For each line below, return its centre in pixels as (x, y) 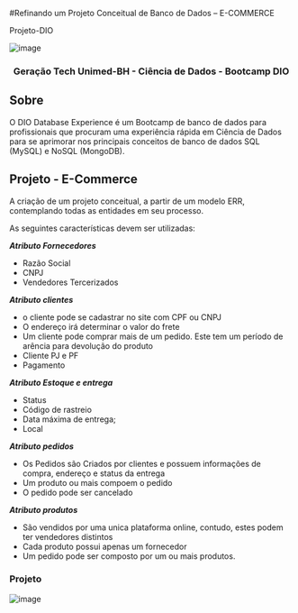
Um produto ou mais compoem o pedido (97, 482)
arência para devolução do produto (88, 345)
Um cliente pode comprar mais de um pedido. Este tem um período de (153, 336)
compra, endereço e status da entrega (94, 473)
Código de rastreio (57, 409)
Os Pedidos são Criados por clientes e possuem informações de (141, 463)
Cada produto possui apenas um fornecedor (104, 546)
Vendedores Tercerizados (70, 282)
